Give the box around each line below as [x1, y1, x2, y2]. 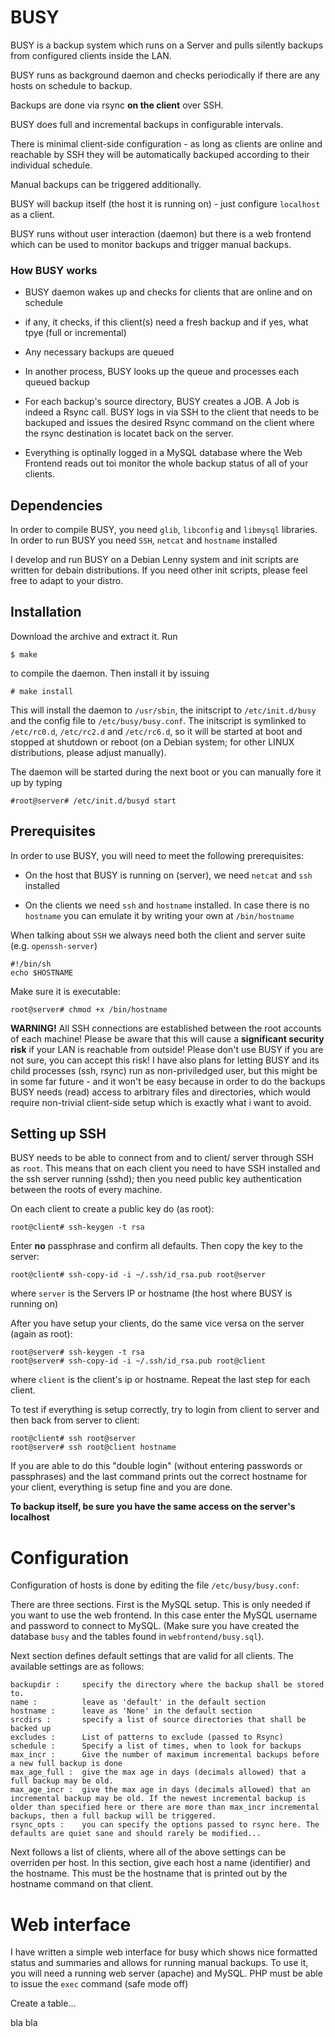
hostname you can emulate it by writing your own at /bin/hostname [24, 909, 295, 921]
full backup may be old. [10, 1776, 114, 1786]
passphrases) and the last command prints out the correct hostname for [10, 1471, 308, 1483]
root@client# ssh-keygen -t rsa [10, 1222, 145, 1233]
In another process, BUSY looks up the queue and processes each [24, 366, 300, 378]
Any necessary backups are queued [24, 346, 175, 358]
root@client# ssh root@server [10, 1434, 137, 1444]
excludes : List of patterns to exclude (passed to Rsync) [10, 1732, 284, 1743]
